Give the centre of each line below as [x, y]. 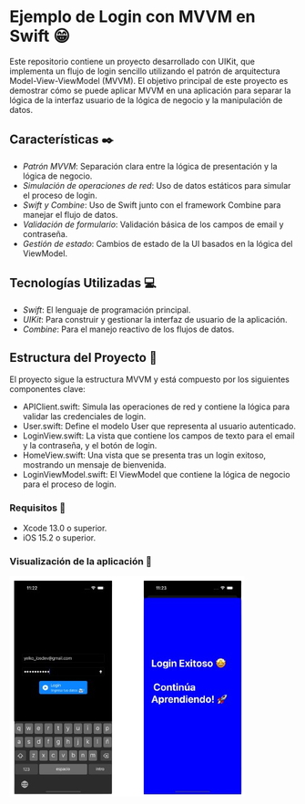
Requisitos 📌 [38, 508]
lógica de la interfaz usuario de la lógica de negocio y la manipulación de [146, 100]
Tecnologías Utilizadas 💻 [83, 283]
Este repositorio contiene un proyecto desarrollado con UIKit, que [132, 61]
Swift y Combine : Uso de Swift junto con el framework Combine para [152, 205]
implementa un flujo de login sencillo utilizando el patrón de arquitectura [145, 71]
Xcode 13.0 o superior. [65, 528]
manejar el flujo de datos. [70, 214]
